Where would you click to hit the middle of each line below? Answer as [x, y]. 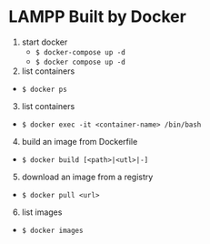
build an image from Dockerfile [80, 141]
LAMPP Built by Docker [98, 17]
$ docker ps [44, 89]
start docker [45, 42]
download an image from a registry [87, 177]
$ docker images [52, 230]
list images [42, 212]
